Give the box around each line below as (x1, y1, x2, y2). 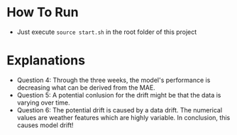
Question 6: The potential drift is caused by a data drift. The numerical (16, 105, 223, 114)
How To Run (6, 4, 79, 20)
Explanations (6, 52, 86, 69)
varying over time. (16, 98, 70, 107)
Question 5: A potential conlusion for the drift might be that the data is (16, 90, 221, 99)
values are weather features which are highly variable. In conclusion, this (16, 113, 231, 122)
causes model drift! (16, 121, 74, 129)
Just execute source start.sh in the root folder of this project (16, 28, 197, 36)
